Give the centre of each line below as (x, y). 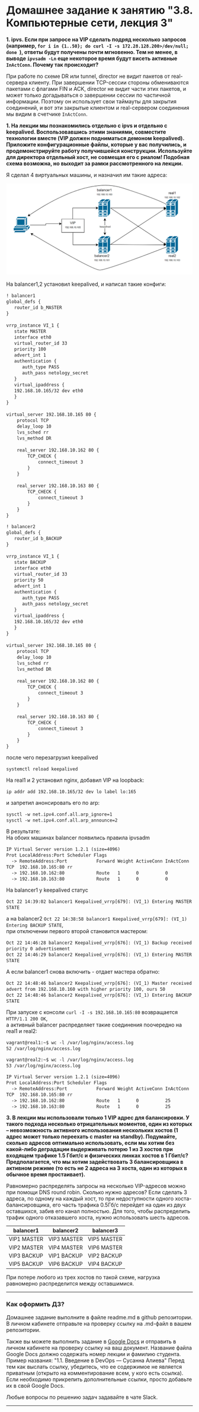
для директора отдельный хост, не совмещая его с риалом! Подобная (98, 157)
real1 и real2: (22, 1031)
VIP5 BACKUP (26, 1264)
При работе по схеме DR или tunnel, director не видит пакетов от (88, 76)
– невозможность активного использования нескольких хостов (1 (92, 1130)
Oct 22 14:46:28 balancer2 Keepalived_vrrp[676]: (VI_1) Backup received (99, 943)
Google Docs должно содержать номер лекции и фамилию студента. (94, 1354)
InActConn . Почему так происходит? (52, 64)
